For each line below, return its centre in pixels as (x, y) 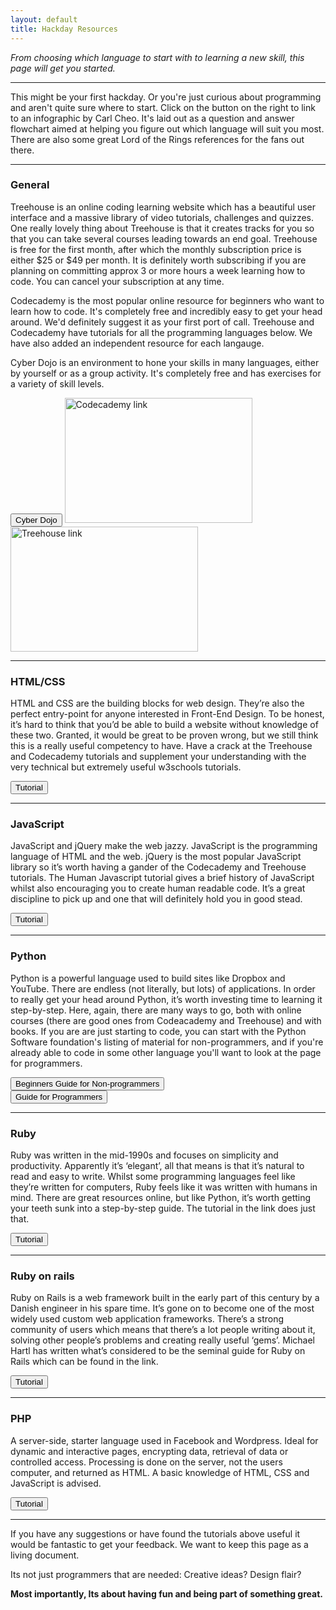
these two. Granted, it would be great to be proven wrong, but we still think (164, 735)
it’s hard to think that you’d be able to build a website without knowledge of (164, 725)
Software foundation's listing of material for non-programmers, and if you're (167, 1042)
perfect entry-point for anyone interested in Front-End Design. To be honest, (167, 714)
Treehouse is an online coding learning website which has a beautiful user (163, 207)
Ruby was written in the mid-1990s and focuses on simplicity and (144, 1155)
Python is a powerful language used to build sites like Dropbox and (148, 978)
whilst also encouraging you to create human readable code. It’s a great (158, 888)
